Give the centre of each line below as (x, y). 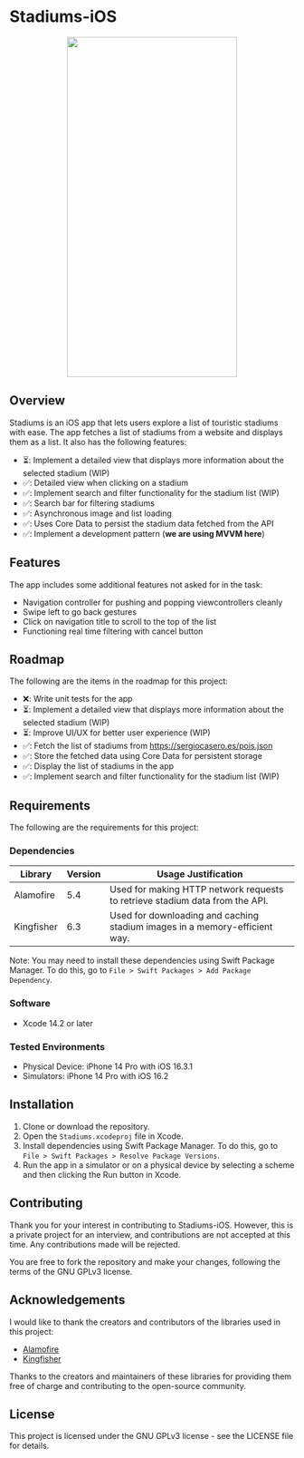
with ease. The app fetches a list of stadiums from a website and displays (146, 432)
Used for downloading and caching (185, 916)
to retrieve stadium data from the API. (189, 901)
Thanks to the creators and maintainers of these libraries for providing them (151, 1376)
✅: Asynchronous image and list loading (97, 513)
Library (36, 874)
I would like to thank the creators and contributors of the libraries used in (145, 1322)
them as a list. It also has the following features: (98, 442)
